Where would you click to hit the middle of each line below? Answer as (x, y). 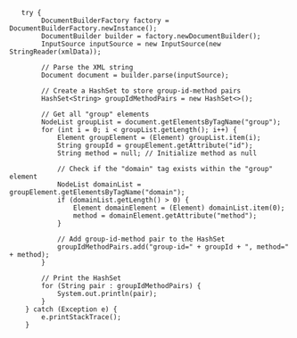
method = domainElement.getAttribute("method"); (165, 216)
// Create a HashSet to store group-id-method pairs (141, 91)
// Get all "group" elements (95, 114)
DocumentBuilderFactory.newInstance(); (83, 29)
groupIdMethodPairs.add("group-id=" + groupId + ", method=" (173, 247)
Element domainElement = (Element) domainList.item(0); (179, 208)
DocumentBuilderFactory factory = (105, 21)
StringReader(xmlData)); (55, 52)
